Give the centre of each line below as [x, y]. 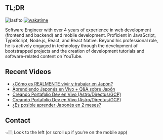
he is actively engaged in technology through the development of [72, 46]
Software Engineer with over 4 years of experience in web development [78, 30]
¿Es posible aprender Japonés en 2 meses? [57, 105]
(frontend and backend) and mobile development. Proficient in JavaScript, [81, 35]
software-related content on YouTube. [44, 56]
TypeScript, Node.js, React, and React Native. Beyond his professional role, [81, 40]
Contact [18, 120]
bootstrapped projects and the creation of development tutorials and [75, 51]
